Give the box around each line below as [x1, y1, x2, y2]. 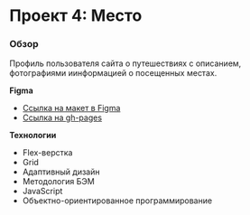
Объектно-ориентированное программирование [22, 195, 213, 206]
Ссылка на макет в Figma [22, 103, 121, 114]
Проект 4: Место [9, 5, 143, 26]
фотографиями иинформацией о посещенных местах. [9, 68, 218, 79]
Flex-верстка [22, 147, 73, 158]
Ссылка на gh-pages [22, 112, 102, 123]
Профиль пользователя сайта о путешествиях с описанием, [9, 58, 242, 69]
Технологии [9, 130, 57, 141]
